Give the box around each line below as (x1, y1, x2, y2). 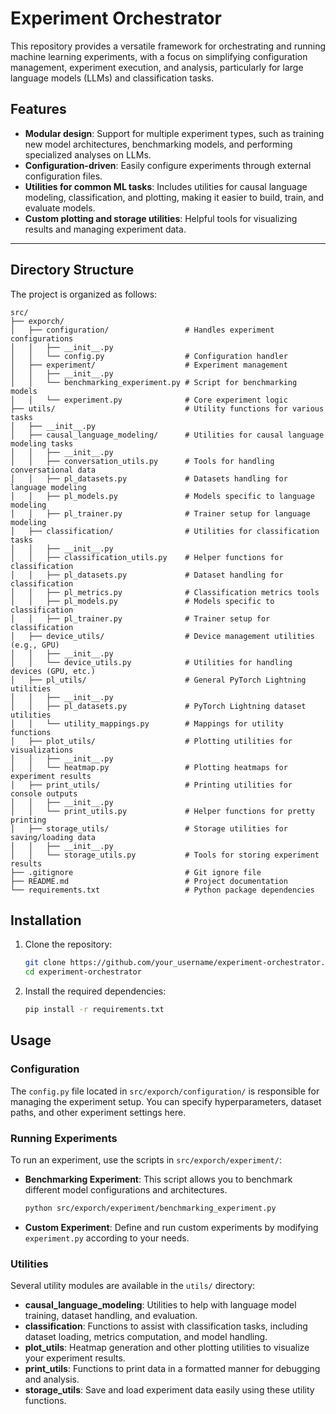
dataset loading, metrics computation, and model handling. (24, 1331, 268, 1343)
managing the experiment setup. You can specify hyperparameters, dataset (10, 1095, 322, 1107)
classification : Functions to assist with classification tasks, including (24, 1320, 308, 1332)
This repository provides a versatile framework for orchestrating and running (10, 40, 326, 52)
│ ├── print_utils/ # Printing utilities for (10, 780, 293, 790)
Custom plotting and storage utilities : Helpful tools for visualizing (24, 212, 298, 224)
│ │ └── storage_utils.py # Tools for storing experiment (10, 850, 320, 860)
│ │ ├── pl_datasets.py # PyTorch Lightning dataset (10, 701, 307, 711)
